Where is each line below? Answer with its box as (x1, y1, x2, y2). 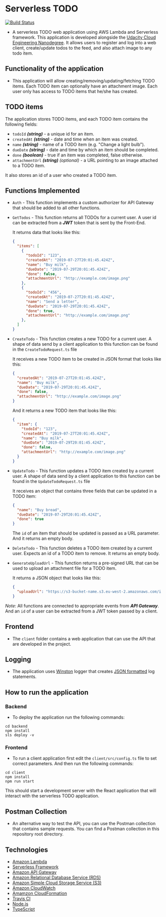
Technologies (5, 845, 49, 854)
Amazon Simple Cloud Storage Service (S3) (12, 880, 102, 886)
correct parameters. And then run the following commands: (12, 761, 134, 766)
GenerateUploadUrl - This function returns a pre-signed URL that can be (12, 560, 159, 566)
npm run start (5, 779, 35, 784)
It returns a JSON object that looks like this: (12, 575, 101, 581)
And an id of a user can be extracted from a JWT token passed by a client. (5, 608, 158, 614)
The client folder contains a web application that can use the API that (12, 635, 156, 641)
